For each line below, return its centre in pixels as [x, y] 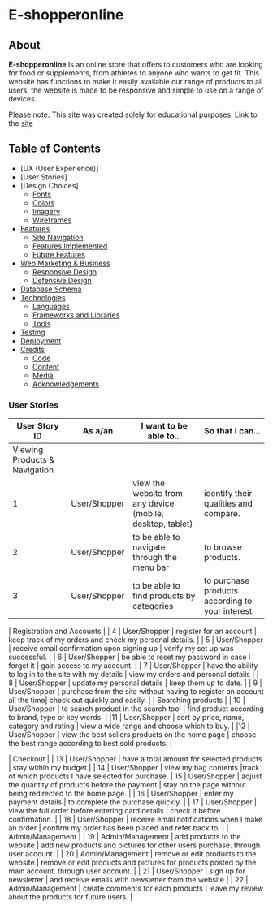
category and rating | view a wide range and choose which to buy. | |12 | [129, 726]
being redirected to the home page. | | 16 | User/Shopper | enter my [121, 794]
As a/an [98, 431]
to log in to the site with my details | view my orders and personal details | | [134, 675]
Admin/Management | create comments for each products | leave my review [136, 888]
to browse [223, 547]
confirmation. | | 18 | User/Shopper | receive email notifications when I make [136, 819]
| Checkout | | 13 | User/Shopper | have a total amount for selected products [135, 759]
